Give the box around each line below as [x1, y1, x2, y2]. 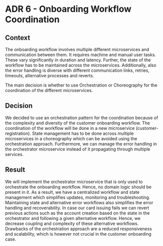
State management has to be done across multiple [31, 130, 134, 136]
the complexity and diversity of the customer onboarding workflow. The [5, 120, 150, 126]
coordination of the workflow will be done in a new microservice [5, 125, 135, 131]
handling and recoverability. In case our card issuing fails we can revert [5, 205, 149, 211]
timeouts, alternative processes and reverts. [5, 73, 94, 78]
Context [5, 33, 30, 42]
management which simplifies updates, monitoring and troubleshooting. [5, 194, 151, 200]
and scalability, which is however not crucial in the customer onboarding [5, 231, 152, 237]
